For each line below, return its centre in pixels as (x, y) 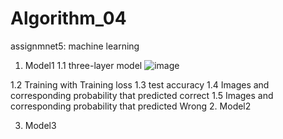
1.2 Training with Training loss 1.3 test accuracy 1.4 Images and (140, 84)
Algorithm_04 (68, 18)
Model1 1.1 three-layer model (83, 65)
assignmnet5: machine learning (75, 46)
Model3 (40, 125)
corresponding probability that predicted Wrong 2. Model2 (131, 106)
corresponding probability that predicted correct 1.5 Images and (142, 95)
